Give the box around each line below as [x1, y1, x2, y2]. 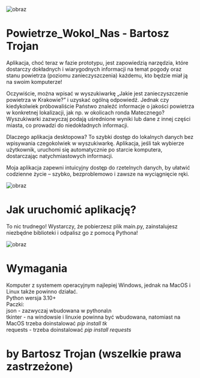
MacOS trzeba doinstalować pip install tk [6, 319, 108, 326]
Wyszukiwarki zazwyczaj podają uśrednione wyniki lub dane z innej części [6, 115, 190, 122]
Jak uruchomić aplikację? [6, 203, 137, 217]
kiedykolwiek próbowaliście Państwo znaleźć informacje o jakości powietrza [6, 102, 195, 110]
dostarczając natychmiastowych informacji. [6, 152, 114, 159]
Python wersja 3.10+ [6, 294, 56, 301]
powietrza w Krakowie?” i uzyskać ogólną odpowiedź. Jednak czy [6, 96, 169, 103]
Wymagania [6, 262, 68, 276]
